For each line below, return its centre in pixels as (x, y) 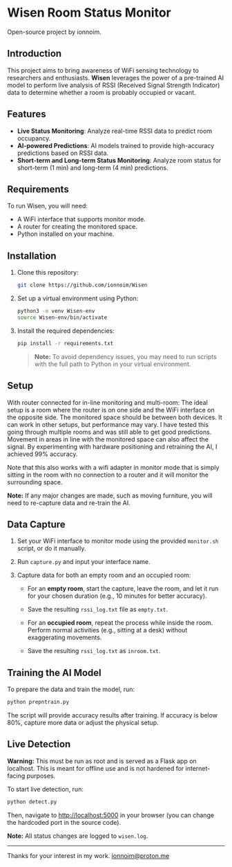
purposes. (41, 776)
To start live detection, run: (46, 789)
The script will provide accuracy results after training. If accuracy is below (113, 715)
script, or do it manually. (51, 549)
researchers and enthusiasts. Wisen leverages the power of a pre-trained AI (116, 77)
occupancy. (34, 138)
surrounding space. (35, 482)
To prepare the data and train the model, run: (71, 689)
